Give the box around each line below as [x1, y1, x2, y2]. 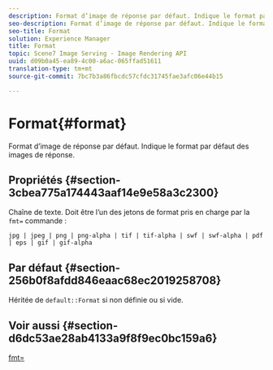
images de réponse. [8, 149, 76, 159]
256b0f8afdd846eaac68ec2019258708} [8, 273, 222, 287]
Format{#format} [8, 114, 128, 132]
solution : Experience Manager [8, 34, 111, 43]
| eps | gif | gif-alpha [8, 239, 93, 247]
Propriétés [8, 173, 63, 187]
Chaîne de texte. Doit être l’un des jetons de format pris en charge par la [8, 208, 250, 217]
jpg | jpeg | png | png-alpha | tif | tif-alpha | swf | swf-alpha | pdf [8, 232, 264, 240]
